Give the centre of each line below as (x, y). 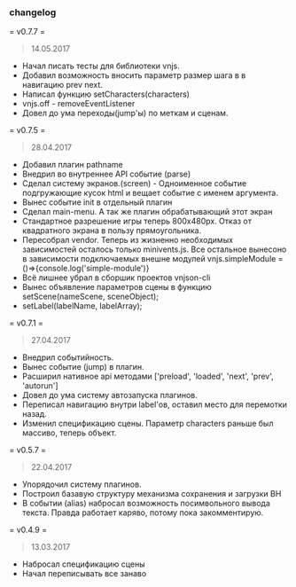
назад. (34, 414)
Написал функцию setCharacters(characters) (106, 94)
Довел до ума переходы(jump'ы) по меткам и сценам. (125, 113)
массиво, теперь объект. (69, 433)
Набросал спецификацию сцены (83, 564)
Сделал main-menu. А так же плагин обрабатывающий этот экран (147, 212)
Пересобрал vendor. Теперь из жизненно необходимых (127, 240)
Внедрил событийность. (68, 357)
